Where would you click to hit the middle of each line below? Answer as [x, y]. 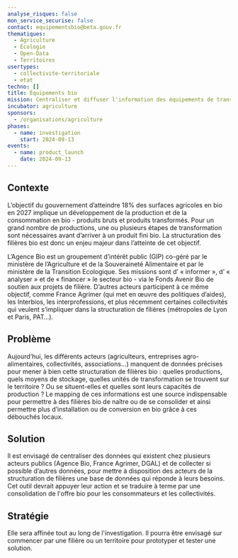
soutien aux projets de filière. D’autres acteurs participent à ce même [108, 286]
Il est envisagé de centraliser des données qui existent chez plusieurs [109, 456]
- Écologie [30, 47]
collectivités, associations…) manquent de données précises [134, 363]
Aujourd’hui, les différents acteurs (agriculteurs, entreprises [95, 356]
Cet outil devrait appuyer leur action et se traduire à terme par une [104, 486]
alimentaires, [26, 363]
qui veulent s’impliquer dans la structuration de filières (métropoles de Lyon [118, 309]
